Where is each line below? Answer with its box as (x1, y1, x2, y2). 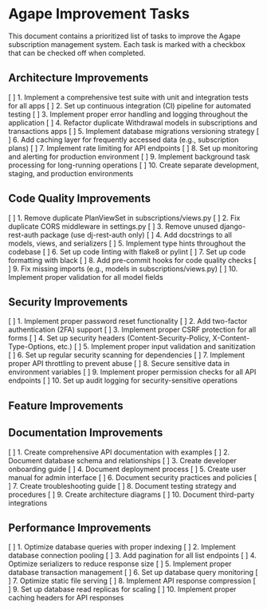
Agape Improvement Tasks (8, 5, 190, 23)
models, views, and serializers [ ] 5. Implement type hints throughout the (8, 238, 246, 248)
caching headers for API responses (8, 593, 124, 603)
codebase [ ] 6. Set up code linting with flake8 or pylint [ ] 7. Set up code (8, 246, 246, 256)
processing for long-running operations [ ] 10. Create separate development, (8, 160, 259, 170)
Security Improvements (8, 295, 128, 309)
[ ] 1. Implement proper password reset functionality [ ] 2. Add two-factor (8, 317, 248, 326)
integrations (8, 498, 48, 507)
